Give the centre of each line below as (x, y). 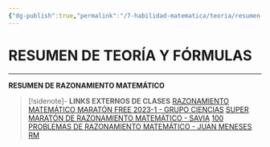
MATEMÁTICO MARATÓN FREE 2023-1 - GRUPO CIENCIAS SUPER (138, 109)
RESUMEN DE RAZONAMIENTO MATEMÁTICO (86, 85)
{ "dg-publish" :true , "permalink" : (64, 16)
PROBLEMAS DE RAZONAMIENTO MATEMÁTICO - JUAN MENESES (140, 126)
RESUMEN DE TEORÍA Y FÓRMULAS (130, 55)
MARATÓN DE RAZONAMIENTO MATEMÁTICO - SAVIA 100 (126, 118)
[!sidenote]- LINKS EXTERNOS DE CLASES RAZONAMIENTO (129, 100)
